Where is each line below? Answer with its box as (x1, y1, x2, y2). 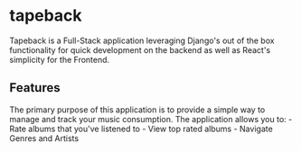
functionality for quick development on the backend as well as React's (9, 44, 271, 55)
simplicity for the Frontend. (9, 54, 110, 65)
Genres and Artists (9, 132, 80, 144)
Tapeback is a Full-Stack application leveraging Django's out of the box (9, 35, 275, 46)
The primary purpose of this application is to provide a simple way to (9, 104, 266, 115)
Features (9, 80, 61, 95)
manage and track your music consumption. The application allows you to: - (9, 113, 293, 124)
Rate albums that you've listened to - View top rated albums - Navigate (9, 123, 273, 134)
